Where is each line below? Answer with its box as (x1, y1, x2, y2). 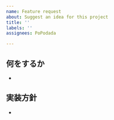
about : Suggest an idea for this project (6, 14, 109, 20)
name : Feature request (6, 8, 61, 15)
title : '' (6, 19, 30, 25)
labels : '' (6, 25, 33, 31)
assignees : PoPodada (6, 30, 57, 36)
